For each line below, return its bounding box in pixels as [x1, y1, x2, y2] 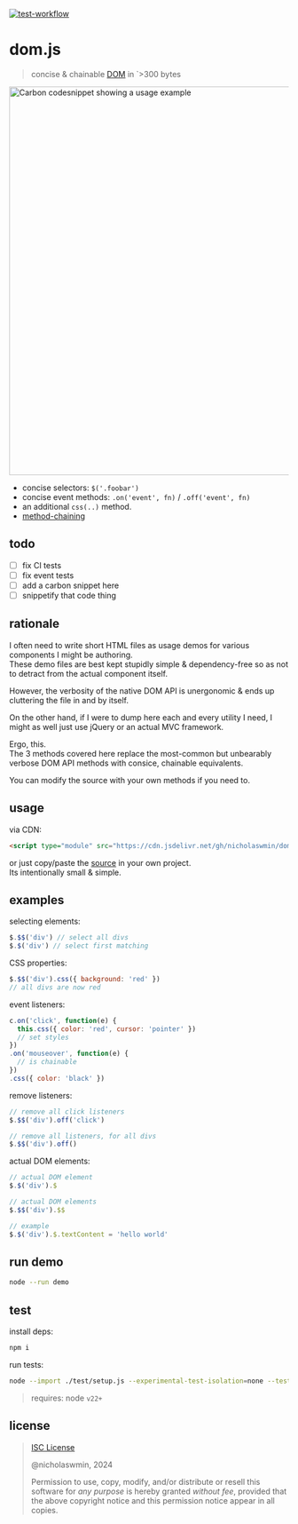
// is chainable [17, 1058, 77, 1067]
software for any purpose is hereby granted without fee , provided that [30, 1486, 287, 1496]
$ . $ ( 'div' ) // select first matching [9, 941, 149, 950]
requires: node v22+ [30, 1393, 103, 1403]
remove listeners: [9, 1090, 73, 1100]
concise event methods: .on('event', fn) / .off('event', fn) [21, 491, 251, 502]
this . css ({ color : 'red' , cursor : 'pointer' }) [17, 1024, 197, 1034]
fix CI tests [21, 560, 62, 570]
